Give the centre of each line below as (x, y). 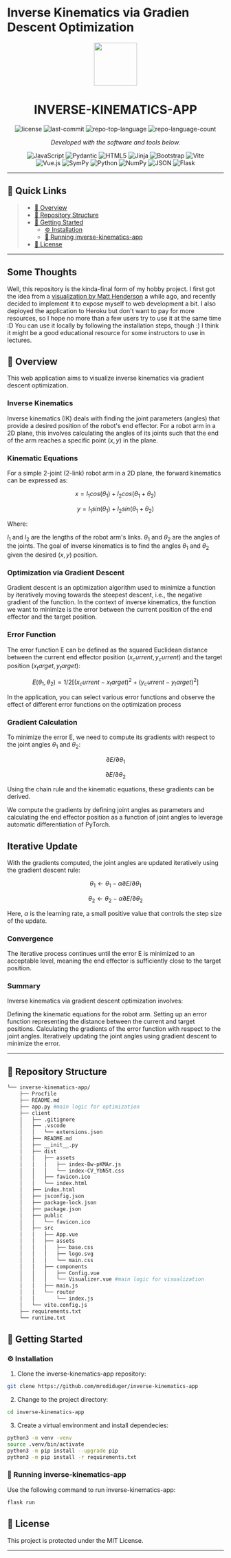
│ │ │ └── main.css (57, 1260)
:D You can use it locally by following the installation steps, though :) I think (113, 326)
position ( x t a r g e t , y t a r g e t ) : (44, 667)
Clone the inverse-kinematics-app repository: (81, 1374)
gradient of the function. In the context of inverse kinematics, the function (112, 602)
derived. (19, 797)
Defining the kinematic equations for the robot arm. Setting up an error (107, 1014)
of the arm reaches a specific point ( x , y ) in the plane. (82, 440)
